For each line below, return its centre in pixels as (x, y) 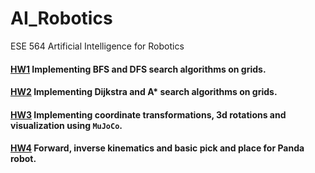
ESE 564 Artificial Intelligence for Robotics (97, 46)
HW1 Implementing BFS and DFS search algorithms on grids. (138, 69)
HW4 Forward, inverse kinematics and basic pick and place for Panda (157, 148)
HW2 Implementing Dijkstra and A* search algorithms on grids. (144, 92)
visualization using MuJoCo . (66, 125)
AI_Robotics (61, 18)
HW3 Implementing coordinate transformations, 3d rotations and (148, 114)
